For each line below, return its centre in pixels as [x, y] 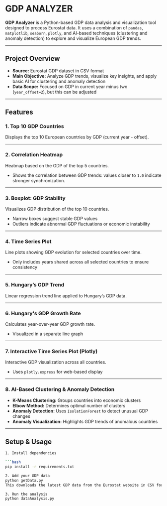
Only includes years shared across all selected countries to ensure [81, 262]
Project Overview [33, 59]
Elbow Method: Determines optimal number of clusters [69, 405]
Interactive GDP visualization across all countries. [56, 362]
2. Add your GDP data [28, 476]
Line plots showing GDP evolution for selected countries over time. [73, 253]
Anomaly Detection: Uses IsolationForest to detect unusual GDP [80, 411]
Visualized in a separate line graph [48, 334]
